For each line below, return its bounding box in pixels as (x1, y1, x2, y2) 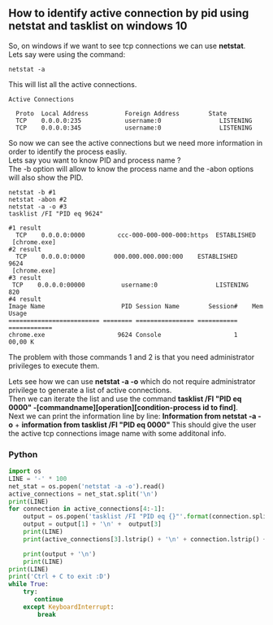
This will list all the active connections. (8, 79, 137, 89)
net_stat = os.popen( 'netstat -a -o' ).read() (8, 482, 165, 491)
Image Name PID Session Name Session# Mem (8, 302, 264, 310)
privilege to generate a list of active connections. (8, 385, 172, 395)
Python (8, 448, 38, 460)
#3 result (8, 273, 42, 282)
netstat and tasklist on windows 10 (8, 20, 188, 33)
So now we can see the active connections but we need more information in (8, 138, 263, 147)
